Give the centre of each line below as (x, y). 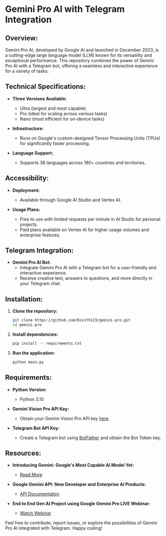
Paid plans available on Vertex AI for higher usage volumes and (84, 230)
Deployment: (26, 190)
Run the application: (34, 353)
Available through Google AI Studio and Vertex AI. (71, 200)
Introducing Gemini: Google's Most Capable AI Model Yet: (73, 465)
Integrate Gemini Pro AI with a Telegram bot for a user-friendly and (88, 268)
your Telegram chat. (40, 284)
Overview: (22, 38)
